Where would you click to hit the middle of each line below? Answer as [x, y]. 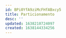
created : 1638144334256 [30, 28]
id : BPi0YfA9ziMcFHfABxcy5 [33, 10]
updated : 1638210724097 [30, 23]
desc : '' [14, 19]
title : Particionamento [30, 14]
